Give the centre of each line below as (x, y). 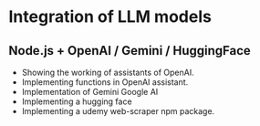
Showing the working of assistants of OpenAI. (108, 72)
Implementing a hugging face (77, 101)
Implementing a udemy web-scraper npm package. (118, 111)
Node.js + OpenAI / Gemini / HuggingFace (130, 51)
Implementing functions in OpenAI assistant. (105, 82)
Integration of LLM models (110, 17)
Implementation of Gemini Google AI (90, 92)
